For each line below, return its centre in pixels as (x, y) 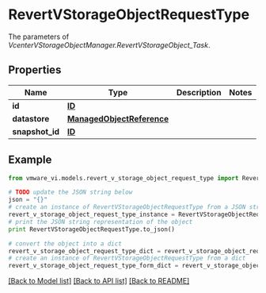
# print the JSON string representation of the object (101, 222)
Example (30, 160)
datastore (31, 118)
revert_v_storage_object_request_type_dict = (84, 251)
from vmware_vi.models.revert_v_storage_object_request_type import (123, 178)
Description (199, 92)
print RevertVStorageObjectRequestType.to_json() (92, 229)
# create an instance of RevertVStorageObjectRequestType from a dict (127, 258)
